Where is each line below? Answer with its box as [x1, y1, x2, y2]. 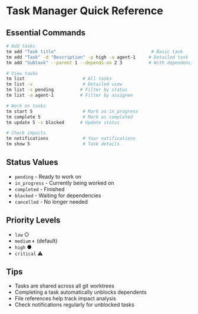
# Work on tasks [6, 103, 46, 109]
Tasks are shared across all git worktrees [14, 282, 115, 290]
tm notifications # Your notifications [6, 136, 136, 142]
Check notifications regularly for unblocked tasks [14, 301, 134, 308]
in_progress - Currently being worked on [14, 179, 114, 187]
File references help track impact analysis [14, 295, 116, 302]
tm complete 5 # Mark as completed [6, 114, 133, 120]
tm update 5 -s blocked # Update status [6, 119, 120, 125]
